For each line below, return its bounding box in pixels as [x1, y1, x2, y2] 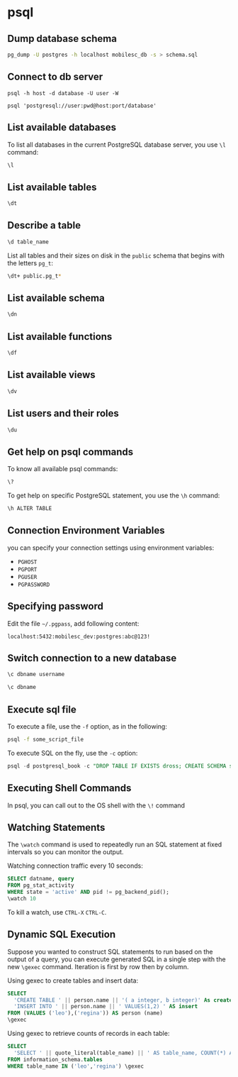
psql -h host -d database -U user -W [7, 89, 119, 96]
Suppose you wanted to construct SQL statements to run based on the [7, 947, 213, 956]
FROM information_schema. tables [7, 1056, 103, 1063]
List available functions [7, 331, 113, 343]
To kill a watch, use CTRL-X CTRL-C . [7, 907, 107, 916]
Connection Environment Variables [7, 524, 165, 536]
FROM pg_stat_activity [7, 882, 74, 889]
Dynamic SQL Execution [7, 929, 115, 941]
